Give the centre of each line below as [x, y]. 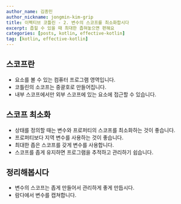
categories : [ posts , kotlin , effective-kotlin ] [66, 34]
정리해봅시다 [27, 172]
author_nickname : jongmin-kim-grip [50, 17]
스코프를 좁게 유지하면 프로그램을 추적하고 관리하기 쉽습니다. [84, 152]
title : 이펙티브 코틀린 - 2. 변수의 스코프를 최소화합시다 [68, 22]
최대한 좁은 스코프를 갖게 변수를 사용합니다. [64, 144]
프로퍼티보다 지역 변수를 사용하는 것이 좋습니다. [69, 137]
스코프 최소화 [29, 115]
